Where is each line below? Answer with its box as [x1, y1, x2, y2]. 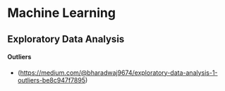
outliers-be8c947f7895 [17, 75, 86, 84]
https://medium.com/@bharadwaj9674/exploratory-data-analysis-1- [20, 68, 218, 77]
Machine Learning [7, 5, 116, 21]
